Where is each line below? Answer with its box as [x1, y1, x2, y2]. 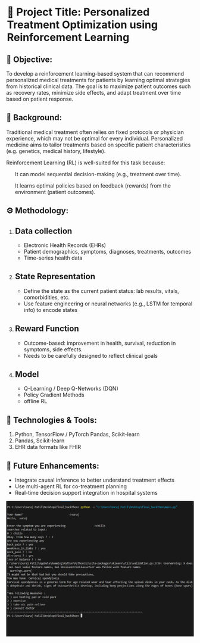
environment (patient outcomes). [14, 188, 96, 195]
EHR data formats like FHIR [14, 444, 82, 451]
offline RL [23, 398, 48, 405]
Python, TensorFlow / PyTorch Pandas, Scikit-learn [14, 431, 140, 438]
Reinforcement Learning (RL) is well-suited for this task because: [6, 159, 165, 166]
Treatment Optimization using [7, 18, 158, 32]
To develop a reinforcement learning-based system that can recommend [6, 70, 185, 77]
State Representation [14, 271, 95, 282]
